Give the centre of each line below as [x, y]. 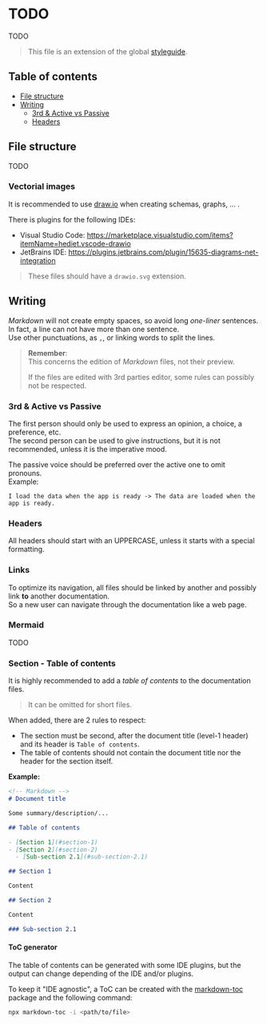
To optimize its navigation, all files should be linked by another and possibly [133, 587]
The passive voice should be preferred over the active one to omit [117, 464]
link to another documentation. [59, 596]
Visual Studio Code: [52, 235]
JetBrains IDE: [43, 252]
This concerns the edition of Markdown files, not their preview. [131, 362]
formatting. [27, 550]
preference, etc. [35, 432]
